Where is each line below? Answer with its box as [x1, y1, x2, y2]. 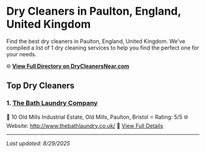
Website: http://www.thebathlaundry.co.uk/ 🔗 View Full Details [6, 122, 164, 129]
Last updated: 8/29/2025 [6, 140, 71, 147]
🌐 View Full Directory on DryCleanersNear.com [6, 62, 130, 70]
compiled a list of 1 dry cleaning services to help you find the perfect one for [6, 44, 199, 51]
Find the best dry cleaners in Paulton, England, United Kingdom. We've [6, 37, 186, 45]
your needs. [6, 50, 37, 58]
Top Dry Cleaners [6, 81, 75, 91]
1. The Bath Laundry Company [6, 99, 98, 108]
